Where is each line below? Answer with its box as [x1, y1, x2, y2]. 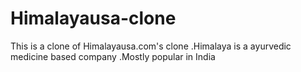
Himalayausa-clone [10, 7, 177, 30]
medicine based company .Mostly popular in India [10, 50, 216, 62]
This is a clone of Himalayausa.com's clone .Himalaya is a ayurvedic [10, 40, 292, 52]
